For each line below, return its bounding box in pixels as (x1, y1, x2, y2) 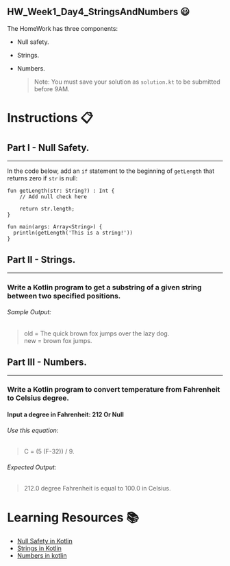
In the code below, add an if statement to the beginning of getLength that (7, 167, 215, 175)
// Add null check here (19, 193, 88, 200)
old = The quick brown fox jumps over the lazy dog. (23, 329, 170, 338)
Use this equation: (7, 426, 59, 434)
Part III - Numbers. (7, 357, 87, 368)
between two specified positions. (7, 291, 121, 300)
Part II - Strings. (7, 254, 76, 266)
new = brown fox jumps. (23, 336, 92, 344)
